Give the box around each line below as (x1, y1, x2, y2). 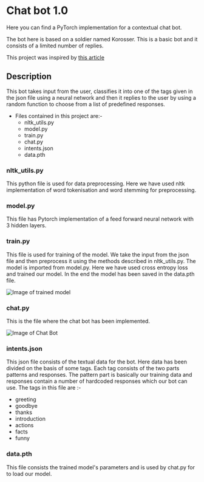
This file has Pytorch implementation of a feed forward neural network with (6, 215, 194, 222)
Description (6, 71, 52, 82)
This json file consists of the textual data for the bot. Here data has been (6, 358, 187, 365)
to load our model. (6, 470, 52, 477)
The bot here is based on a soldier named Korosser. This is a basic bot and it (6, 35, 198, 43)
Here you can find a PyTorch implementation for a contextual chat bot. (6, 24, 182, 31)
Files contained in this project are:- (15, 112, 103, 119)
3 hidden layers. (6, 222, 47, 229)
